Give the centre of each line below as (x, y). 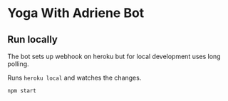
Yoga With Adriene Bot (76, 13)
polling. (19, 64)
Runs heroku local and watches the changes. (74, 78)
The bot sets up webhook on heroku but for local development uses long (114, 56)
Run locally (33, 39)
